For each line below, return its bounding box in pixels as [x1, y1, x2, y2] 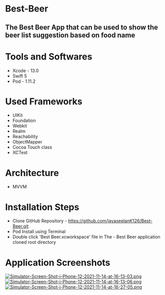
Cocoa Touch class [12, 144, 52, 151]
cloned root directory [12, 239, 56, 245]
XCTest [12, 150, 28, 156]
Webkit [12, 123, 27, 129]
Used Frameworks [5, 96, 82, 107]
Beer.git [12, 223, 29, 229]
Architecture [5, 167, 59, 179]
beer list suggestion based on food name [5, 31, 135, 39]
